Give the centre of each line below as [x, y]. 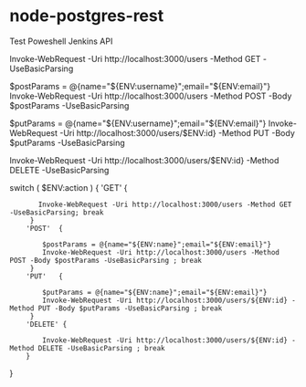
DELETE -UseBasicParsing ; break [102, 348]
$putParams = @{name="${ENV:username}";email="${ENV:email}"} [138, 123]
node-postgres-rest [87, 16]
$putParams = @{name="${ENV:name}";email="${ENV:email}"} [155, 292]
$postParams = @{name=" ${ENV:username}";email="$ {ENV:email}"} [140, 86]
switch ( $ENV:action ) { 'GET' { [69, 187]
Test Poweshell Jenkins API [61, 41]
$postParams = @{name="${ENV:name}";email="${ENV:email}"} [157, 244]
